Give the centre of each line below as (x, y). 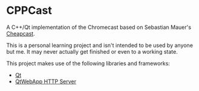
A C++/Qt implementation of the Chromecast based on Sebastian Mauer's (99, 27)
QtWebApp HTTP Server (46, 81)
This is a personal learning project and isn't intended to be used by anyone (99, 45)
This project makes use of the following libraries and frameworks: (88, 63)
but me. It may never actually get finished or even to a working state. (92, 51)
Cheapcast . (21, 33)
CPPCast (29, 11)
